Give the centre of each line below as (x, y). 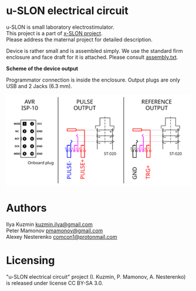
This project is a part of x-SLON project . (54, 33)
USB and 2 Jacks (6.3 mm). (39, 86)
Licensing (31, 261)
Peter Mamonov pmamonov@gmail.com (55, 231)
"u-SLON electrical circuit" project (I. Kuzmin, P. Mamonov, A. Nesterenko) (96, 277)
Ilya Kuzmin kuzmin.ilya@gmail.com (49, 225)
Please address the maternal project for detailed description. (79, 39)
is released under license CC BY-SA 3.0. (55, 283)
